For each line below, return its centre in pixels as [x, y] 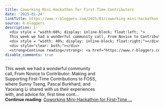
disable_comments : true [29, 55]
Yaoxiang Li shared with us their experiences [50, 89]
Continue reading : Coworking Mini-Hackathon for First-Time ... [69, 100]
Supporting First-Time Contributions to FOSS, [51, 79]
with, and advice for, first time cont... [42, 94]
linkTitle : [16, 18]
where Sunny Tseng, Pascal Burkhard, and [48, 84]
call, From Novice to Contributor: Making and [50, 74]
